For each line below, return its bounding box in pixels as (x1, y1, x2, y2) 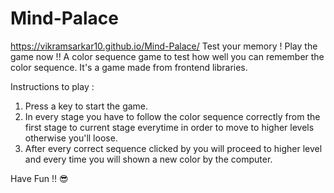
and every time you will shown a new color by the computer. (24, 153, 273, 165)
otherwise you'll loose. (24, 132, 118, 144)
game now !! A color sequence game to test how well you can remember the (10, 50, 325, 62)
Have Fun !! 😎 (10, 172, 69, 184)
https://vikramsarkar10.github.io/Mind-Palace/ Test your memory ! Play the (10, 40, 318, 52)
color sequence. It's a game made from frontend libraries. (10, 61, 248, 73)
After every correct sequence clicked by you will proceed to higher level (24, 142, 323, 154)
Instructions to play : (10, 80, 95, 92)
